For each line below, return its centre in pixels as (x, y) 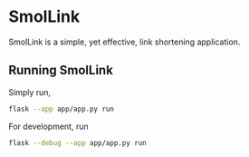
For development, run (48, 126)
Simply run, (30, 92)
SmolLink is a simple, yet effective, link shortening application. (124, 42)
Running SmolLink (61, 70)
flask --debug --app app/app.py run (77, 142)
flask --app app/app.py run (62, 109)
